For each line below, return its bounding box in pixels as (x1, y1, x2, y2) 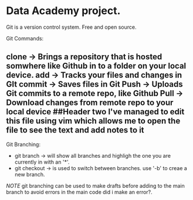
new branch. (14, 171, 45, 178)
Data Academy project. (6, 4, 121, 18)
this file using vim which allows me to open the (6, 116, 181, 126)
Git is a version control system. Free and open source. (6, 23, 137, 30)
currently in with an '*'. (14, 158, 70, 165)
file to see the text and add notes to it (6, 125, 145, 135)
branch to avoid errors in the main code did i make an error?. (6, 188, 153, 195)
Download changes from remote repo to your (6, 98, 174, 108)
